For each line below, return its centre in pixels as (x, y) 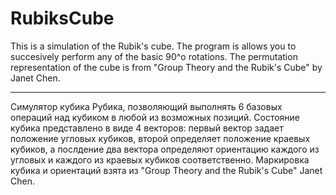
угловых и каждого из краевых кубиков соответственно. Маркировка (160, 159)
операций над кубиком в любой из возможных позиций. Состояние (155, 117)
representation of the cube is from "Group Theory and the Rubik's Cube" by (166, 67)
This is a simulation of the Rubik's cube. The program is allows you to (153, 46)
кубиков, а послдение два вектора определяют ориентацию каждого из (165, 149)
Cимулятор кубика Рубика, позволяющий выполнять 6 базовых (146, 106)
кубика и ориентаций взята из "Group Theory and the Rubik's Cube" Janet (166, 170)
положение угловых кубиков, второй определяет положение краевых (160, 138)
